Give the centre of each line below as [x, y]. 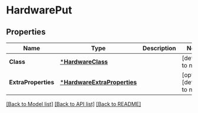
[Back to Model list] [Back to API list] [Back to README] [74, 104]
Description [159, 48]
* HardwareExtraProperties [98, 82]
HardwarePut [39, 10]
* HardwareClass [84, 62]
